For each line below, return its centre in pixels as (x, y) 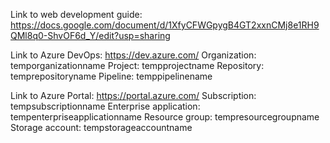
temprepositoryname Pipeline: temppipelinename (111, 76)
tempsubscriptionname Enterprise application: (105, 106)
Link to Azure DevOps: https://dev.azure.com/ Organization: (133, 55)
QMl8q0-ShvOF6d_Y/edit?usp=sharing (90, 35)
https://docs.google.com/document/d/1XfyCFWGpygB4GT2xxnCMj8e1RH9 (165, 25)
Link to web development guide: (76, 14)
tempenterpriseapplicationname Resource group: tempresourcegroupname (165, 117)
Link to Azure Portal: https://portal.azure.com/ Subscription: (133, 95)
